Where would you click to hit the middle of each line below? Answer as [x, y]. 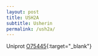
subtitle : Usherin [29, 23]
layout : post [23, 12]
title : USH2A [23, 18]
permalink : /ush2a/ [31, 29]
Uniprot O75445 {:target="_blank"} [49, 46]
